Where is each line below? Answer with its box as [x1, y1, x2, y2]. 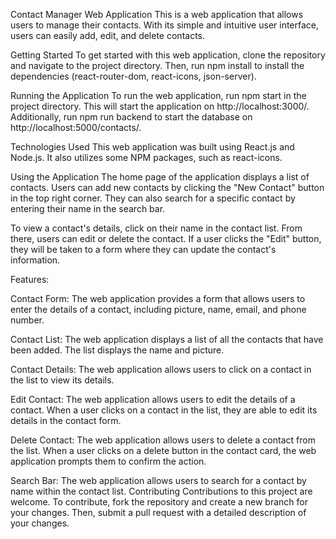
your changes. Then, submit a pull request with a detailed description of [10, 507, 307, 518]
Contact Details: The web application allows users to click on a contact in [10, 364, 312, 375]
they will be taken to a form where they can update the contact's [10, 244, 277, 255]
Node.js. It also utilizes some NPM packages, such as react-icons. [10, 152, 283, 163]
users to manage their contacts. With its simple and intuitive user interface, [10, 19, 320, 31]
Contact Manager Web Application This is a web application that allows [10, 9, 304, 20]
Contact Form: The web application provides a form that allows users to [10, 293, 306, 304]
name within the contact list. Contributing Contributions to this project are [10, 485, 313, 497]
